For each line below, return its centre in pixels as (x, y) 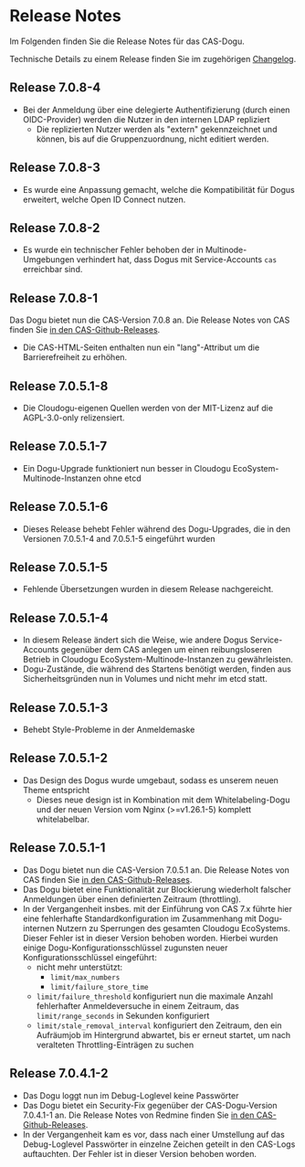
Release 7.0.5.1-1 (58, 848)
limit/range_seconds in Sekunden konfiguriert (123, 1015)
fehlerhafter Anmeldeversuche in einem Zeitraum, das (137, 1005)
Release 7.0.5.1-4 (59, 618)
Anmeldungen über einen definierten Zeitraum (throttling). (132, 899)
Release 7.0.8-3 (55, 168)
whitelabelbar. (63, 819)
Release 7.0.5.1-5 (58, 568)
